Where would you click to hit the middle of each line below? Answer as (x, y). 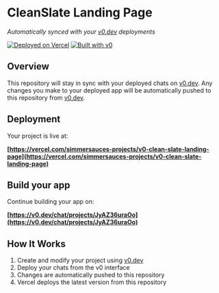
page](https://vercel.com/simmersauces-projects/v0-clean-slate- (104, 156)
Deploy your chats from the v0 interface (73, 268)
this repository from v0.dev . (46, 97)
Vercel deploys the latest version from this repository (92, 282)
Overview (28, 67)
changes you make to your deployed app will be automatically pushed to (109, 90)
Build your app (39, 185)
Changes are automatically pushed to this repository (91, 275)
